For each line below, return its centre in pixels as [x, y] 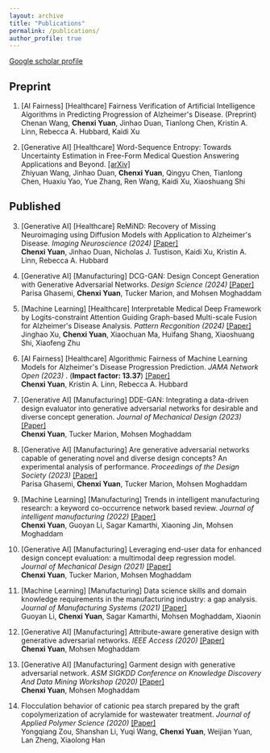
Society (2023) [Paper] [59, 475]
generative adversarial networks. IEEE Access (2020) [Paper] [123, 640]
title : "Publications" [47, 23]
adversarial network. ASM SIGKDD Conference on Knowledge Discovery [141, 672]
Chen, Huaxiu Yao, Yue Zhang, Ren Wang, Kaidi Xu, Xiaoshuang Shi [133, 181]
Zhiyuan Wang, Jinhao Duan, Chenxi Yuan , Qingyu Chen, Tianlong [131, 173]
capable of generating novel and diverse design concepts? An [124, 458]
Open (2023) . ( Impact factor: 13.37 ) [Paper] [95, 375]
